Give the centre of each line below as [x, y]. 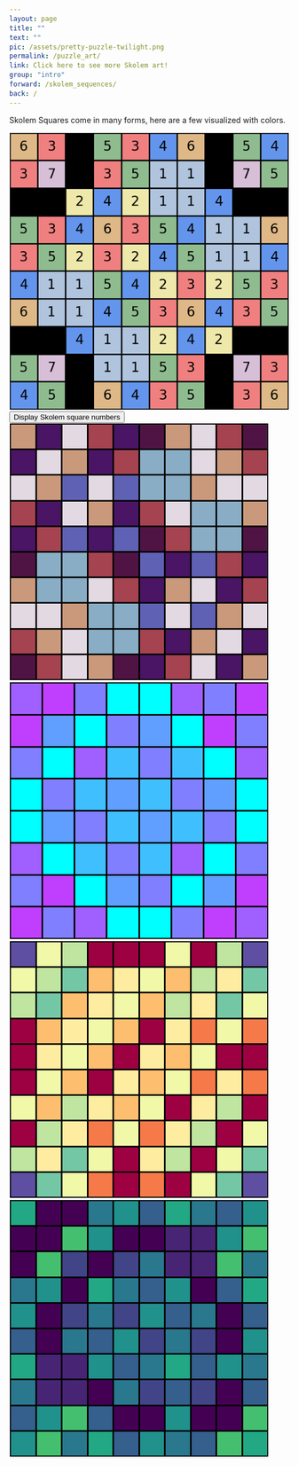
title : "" [27, 28]
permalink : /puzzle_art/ [55, 56]
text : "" [25, 37]
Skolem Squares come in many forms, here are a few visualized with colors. [148, 120]
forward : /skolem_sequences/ [63, 84]
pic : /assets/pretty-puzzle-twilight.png [87, 47]
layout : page [33, 19]
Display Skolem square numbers [67, 417]
